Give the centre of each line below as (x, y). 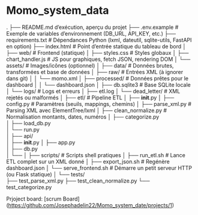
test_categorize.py (29, 187)
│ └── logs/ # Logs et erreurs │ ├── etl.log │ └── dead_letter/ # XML (93, 91)
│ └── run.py (23, 129)
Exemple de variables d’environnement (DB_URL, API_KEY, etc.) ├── (91, 33)
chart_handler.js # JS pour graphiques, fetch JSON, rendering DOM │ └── (98, 59)
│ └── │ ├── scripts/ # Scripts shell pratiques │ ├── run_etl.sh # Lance (96, 155)
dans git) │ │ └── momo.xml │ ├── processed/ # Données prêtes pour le (97, 78)
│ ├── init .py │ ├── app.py (41, 142)
